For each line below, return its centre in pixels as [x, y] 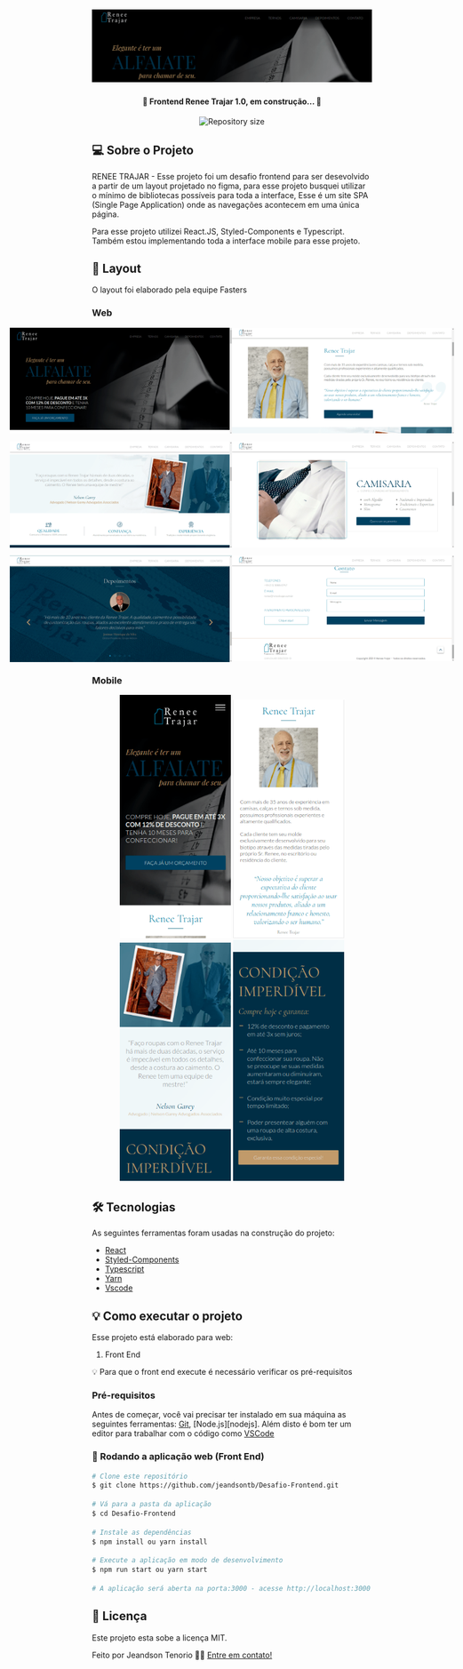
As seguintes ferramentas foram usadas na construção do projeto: [213, 1233]
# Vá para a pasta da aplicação [152, 1505]
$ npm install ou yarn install [150, 1542]
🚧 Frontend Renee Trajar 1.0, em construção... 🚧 [232, 101]
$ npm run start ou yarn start [150, 1570]
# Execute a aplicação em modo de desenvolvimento [188, 1561]
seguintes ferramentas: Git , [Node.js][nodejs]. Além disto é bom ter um [222, 1424]
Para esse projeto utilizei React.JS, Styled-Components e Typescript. [218, 231]
